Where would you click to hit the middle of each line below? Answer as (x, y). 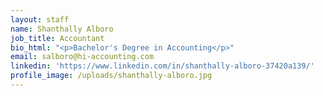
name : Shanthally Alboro (62, 29)
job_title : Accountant (57, 38)
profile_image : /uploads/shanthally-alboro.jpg (111, 76)
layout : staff (40, 19)
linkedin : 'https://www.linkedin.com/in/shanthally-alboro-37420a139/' (162, 66)
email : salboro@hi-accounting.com (82, 57)
